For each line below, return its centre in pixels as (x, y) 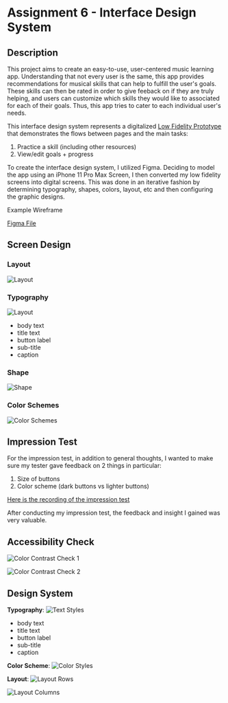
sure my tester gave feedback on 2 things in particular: (85, 466)
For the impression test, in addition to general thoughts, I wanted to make (110, 458)
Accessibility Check (51, 542)
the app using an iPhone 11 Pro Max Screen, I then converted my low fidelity (114, 175)
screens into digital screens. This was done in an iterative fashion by (104, 182)
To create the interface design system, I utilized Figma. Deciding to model (111, 167)
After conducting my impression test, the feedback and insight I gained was (114, 513)
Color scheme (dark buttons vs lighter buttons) (83, 487)
